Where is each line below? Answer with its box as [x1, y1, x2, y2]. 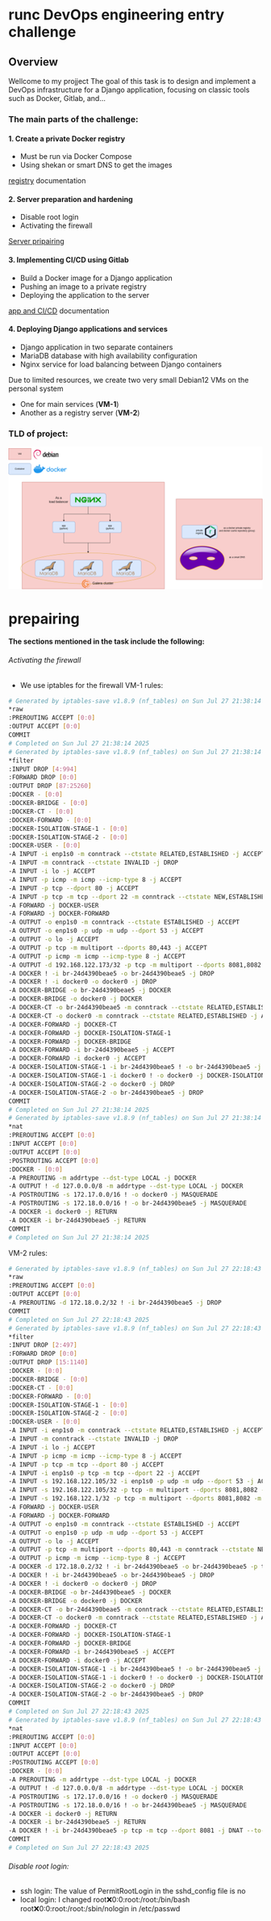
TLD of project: [8, 428, 69, 439]
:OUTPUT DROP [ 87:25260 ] [8, 782, 92, 791]
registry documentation [8, 176, 86, 186]
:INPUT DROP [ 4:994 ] [8, 765, 78, 773]
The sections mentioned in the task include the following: [8, 636, 206, 647]
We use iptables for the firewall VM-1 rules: [19, 680, 164, 690]
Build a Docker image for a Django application [19, 273, 173, 283]
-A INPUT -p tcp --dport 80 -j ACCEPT [8, 884, 139, 892]
